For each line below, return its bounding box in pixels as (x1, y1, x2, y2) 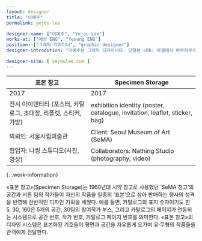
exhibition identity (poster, (90, 101, 165, 109)
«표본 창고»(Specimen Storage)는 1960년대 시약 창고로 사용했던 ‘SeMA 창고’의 (6, 183, 194, 191)
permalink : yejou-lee (6, 20, 61, 26)
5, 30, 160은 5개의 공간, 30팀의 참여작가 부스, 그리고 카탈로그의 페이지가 (6, 206, 176, 213)
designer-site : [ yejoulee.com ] (6, 58, 90, 64)
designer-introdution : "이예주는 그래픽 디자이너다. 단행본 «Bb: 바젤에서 (6, 47, 174, 54)
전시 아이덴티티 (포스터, (9, 100, 72, 108)
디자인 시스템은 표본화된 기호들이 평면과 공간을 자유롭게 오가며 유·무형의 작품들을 (6, 221, 196, 228)
